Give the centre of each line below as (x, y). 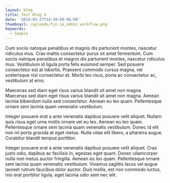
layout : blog (19, 10)
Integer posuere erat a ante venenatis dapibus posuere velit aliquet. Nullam (83, 116)
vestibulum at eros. (25, 80)
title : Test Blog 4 (26, 15)
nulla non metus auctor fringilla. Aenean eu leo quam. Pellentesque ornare (82, 159)
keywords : (16, 29)
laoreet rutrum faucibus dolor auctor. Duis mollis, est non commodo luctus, (83, 169)
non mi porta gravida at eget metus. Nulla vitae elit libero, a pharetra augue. (84, 132)
